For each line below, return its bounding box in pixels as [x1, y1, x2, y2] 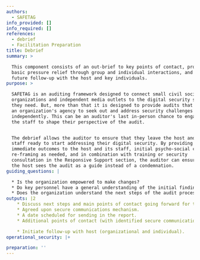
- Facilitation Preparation [11, 42, 82, 48]
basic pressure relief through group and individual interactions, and [11, 69, 193, 75]
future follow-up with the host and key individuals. [11, 75, 148, 81]
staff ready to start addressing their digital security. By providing [11, 141, 193, 147]
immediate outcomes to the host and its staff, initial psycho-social [11, 146, 190, 152]
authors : [6, 8, 28, 15]
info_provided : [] [6, 20, 52, 26]
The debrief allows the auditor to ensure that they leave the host [11, 135, 185, 141]
